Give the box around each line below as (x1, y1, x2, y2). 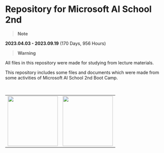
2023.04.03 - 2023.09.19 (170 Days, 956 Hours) (5, 40, 106, 46)
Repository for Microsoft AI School (5, 3, 152, 15)
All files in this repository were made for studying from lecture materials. (5, 59, 154, 65)
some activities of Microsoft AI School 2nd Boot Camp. (5, 74, 118, 80)
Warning (17, 50, 36, 56)
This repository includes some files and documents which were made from (5, 69, 159, 75)
